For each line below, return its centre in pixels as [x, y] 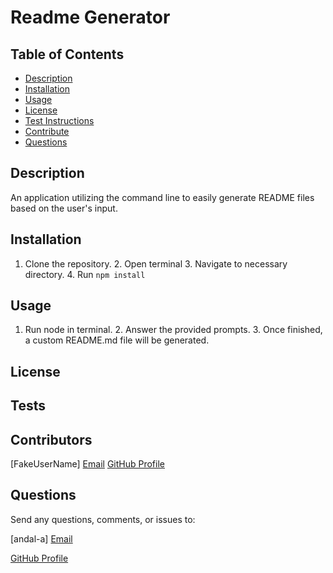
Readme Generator [90, 17]
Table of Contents [67, 54]
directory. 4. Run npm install [85, 274]
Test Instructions [59, 120]
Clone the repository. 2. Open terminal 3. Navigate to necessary [156, 263]
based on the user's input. [64, 208]
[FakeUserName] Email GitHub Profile [87, 464]
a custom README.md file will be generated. [117, 340]
